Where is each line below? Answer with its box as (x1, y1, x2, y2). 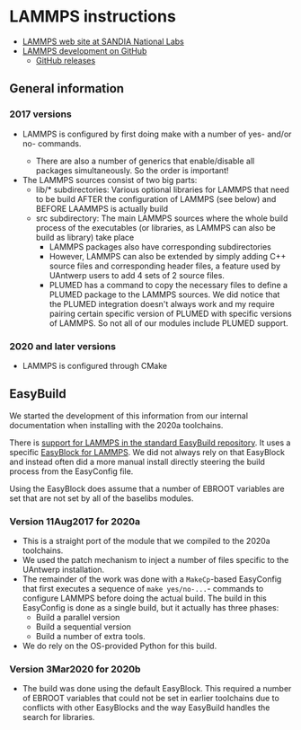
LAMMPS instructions (9, 6, 177, 27)
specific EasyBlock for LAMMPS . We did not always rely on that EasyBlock (9, 446, 286, 457)
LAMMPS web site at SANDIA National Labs (22, 36, 184, 47)
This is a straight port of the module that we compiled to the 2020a (22, 536, 271, 547)
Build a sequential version (35, 621, 132, 632)
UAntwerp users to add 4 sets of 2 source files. (49, 269, 225, 280)
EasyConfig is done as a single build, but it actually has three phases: (22, 602, 279, 613)
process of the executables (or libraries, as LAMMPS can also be (35, 222, 276, 233)
